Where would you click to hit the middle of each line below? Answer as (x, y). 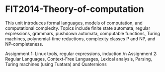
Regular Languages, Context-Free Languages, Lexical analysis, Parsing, (79, 59)
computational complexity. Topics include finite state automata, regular (78, 28)
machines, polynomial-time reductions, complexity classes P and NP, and (80, 39)
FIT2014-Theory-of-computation (75, 9)
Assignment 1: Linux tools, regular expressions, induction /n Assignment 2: (81, 54)
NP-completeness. (24, 44)
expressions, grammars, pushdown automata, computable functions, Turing (83, 33)
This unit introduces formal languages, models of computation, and (74, 23)
